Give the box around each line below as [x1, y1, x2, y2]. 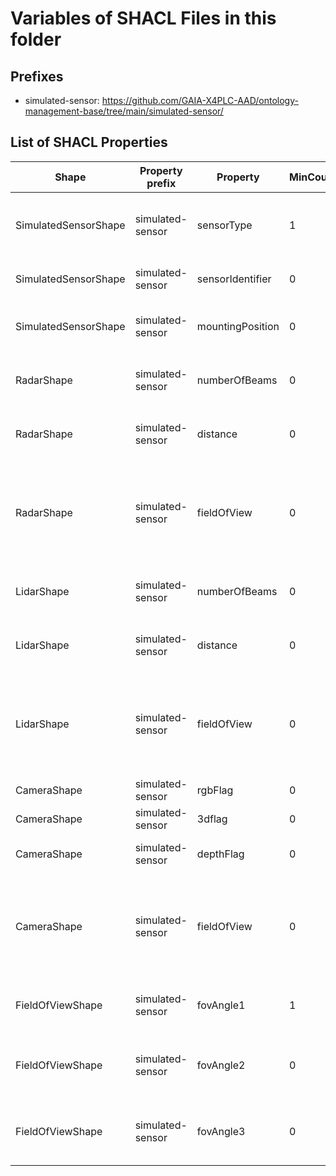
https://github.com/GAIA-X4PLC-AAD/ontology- [101, 95, 299, 106]
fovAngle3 [196, 1124, 246, 1138]
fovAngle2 [196, 1058, 246, 1072]
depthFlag [196, 847, 245, 861]
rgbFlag [196, 783, 234, 797]
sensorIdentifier [196, 272, 272, 286]
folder [10, 28, 62, 51]
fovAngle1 [196, 998, 246, 1012]
